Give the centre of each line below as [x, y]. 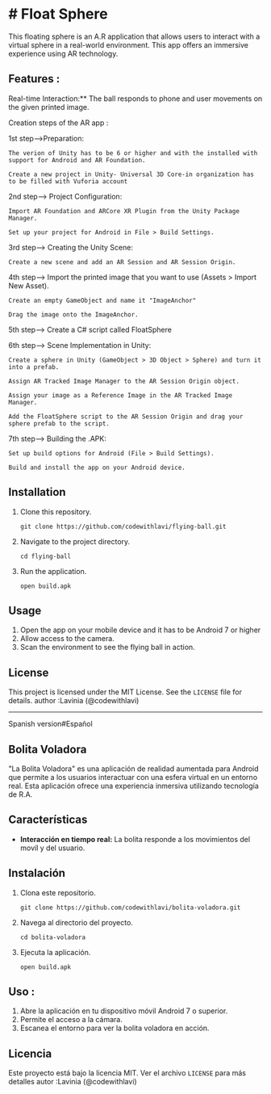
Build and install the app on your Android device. [97, 467]
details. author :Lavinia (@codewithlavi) [74, 701]
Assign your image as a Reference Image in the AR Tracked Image [120, 395]
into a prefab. [34, 367]
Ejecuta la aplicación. [55, 952]
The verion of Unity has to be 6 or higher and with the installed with [133, 153]
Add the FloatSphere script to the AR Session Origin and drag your [126, 417]
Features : [34, 79]
